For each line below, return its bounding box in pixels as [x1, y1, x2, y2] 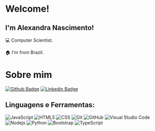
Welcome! [5, 3, 50, 15]
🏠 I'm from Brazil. [5, 49, 44, 55]
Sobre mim [5, 69, 52, 81]
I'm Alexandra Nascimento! [5, 23, 94, 32]
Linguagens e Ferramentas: [5, 100, 95, 110]
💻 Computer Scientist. [5, 37, 53, 43]
